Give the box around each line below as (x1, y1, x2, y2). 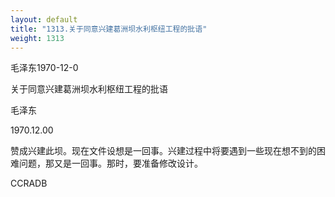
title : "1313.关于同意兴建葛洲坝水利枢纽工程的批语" (10, 24, 208, 34)
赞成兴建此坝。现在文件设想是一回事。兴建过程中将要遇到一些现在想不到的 (10, 145, 317, 157)
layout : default (10, 14, 78, 25)
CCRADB (10, 177, 48, 190)
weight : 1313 (10, 33, 65, 43)
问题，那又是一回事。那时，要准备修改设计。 (18, 157, 203, 170)
